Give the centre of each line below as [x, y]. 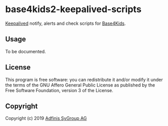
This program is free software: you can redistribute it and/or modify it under [84, 79]
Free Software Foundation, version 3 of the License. [59, 90]
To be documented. [26, 51]
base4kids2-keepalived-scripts [73, 9]
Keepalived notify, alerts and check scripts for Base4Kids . [66, 23]
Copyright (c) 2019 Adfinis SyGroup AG [46, 118]
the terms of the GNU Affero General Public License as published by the [80, 85]
